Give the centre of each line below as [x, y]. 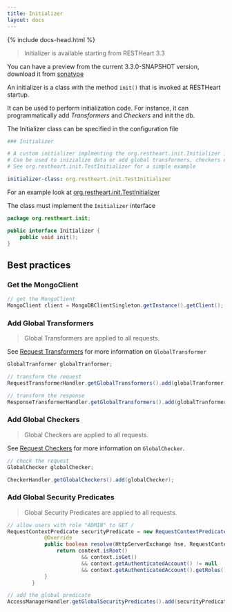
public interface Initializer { [54, 231]
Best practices [39, 265]
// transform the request [44, 376]
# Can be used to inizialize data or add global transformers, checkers [114, 160]
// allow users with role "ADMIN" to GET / [71, 525]
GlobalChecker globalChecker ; [51, 467]
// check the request [38, 461]
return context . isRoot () [92, 551]
